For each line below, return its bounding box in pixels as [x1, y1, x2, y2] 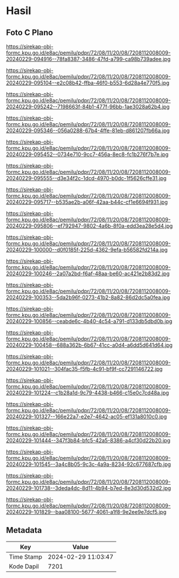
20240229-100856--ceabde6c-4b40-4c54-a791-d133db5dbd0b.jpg [6, 318, 173, 325]
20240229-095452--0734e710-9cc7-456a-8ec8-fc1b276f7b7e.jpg [6, 151, 168, 158]
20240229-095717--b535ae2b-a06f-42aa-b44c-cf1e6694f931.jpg [6, 198, 168, 205]
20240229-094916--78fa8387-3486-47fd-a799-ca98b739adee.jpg [6, 56, 171, 62]
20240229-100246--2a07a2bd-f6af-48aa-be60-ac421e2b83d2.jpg [6, 270, 170, 277]
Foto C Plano [6, 28, 53, 38]
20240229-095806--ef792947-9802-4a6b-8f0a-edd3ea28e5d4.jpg [6, 222, 173, 229]
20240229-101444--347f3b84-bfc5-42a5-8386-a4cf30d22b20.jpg [6, 437, 171, 444]
